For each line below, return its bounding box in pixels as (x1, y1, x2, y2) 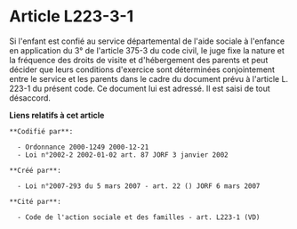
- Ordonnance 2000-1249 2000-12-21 (17, 143, 149, 151)
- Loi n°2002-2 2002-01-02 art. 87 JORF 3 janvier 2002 (17, 150, 229, 159)
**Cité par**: (9, 197, 62, 206)
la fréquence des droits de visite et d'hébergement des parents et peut (9, 54, 269, 65)
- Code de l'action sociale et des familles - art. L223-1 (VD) (17, 212, 261, 222)
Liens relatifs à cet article (9, 110, 105, 120)
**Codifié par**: (9, 127, 74, 135)
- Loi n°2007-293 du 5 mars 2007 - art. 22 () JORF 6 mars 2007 (17, 181, 261, 191)
